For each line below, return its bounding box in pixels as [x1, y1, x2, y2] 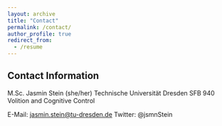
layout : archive [7, 10, 55, 18]
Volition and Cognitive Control [7, 96, 95, 105]
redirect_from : [7, 37, 53, 44]
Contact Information [7, 70, 100, 82]
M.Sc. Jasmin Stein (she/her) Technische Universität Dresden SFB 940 [7, 88, 215, 97]
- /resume [14, 43, 43, 51]
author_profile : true [7, 30, 72, 38]
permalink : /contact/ [7, 23, 72, 31]
